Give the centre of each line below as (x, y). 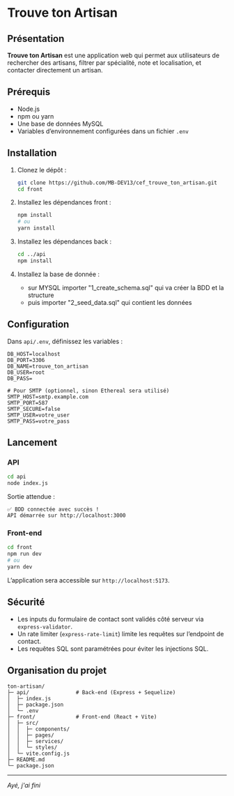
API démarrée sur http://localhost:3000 (67, 516)
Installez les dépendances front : (64, 202)
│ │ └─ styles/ (32, 748)
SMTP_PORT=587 (28, 403)
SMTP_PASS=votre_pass (39, 421)
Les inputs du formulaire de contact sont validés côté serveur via (110, 619)
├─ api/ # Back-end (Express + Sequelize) (92, 693)
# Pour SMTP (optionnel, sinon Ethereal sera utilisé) (88, 391)
